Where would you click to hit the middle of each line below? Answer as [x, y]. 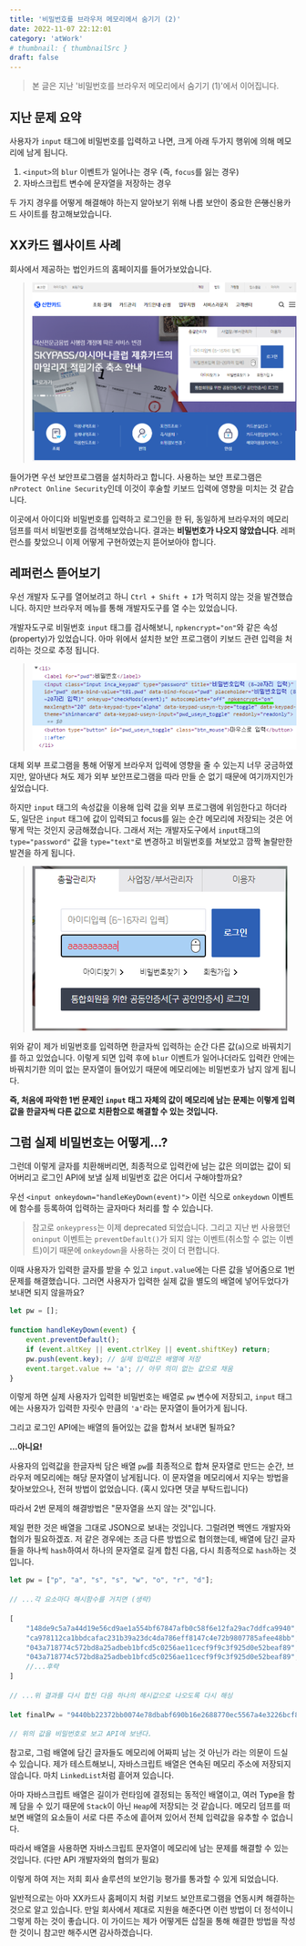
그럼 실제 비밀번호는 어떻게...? [89, 1142]
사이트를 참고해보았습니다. [65, 213]
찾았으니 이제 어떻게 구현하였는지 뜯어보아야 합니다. [125, 541]
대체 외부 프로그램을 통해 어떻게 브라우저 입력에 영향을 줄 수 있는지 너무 [136, 764]
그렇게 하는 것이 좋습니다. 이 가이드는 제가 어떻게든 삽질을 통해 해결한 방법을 [144, 1921]
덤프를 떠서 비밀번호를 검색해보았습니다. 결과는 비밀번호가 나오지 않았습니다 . [144, 530]
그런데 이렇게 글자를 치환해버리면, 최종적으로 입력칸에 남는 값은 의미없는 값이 [146, 1166]
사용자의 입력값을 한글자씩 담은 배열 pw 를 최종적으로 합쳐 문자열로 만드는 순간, [147, 1466]
